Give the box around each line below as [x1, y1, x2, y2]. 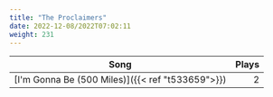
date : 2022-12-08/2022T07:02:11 [9, 22, 131, 31]
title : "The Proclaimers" [9, 13, 107, 22]
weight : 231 [9, 30, 54, 39]
